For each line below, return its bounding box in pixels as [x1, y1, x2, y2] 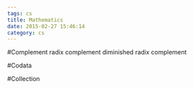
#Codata [7, 61, 33, 69]
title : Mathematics [7, 16, 64, 23]
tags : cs [7, 10, 33, 17]
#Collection [7, 75, 40, 83]
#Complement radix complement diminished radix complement [7, 48, 187, 56]
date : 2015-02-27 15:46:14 [7, 23, 85, 30]
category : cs [7, 29, 45, 36]
